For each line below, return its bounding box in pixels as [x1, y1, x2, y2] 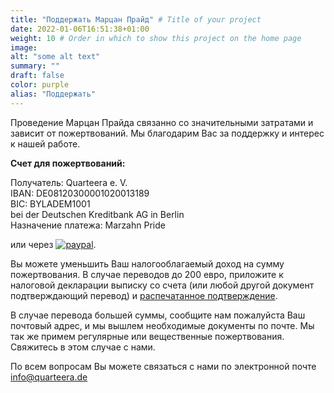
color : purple [10, 80, 70, 90]
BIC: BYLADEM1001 [10, 197, 91, 210]
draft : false [10, 71, 65, 81]
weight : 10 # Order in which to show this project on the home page [10, 33, 302, 43]
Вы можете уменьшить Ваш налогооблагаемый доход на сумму [10, 257, 285, 270]
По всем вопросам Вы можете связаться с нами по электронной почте [10, 360, 317, 372]
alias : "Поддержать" [10, 89, 97, 99]
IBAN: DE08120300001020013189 [10, 187, 150, 199]
